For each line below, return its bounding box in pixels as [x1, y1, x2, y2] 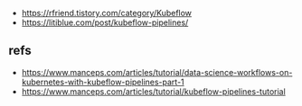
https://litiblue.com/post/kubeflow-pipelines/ [21, 17, 189, 28]
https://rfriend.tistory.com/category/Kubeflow [21, 8, 192, 18]
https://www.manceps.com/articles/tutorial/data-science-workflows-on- [21, 66, 293, 77]
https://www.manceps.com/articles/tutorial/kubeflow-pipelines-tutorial [21, 85, 286, 97]
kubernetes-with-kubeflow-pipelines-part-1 [21, 76, 184, 87]
